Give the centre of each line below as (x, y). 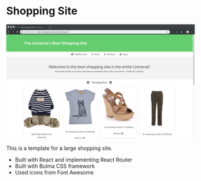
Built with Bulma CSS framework (55, 166)
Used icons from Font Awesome (54, 173)
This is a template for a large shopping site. (59, 148)
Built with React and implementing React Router (74, 160)
